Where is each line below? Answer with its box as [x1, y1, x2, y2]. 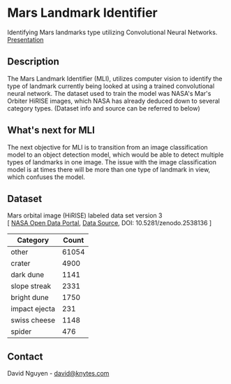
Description [7, 56, 59, 68]
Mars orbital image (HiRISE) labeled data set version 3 [7, 211, 163, 220]
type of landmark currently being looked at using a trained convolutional [7, 82, 215, 90]
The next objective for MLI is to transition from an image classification [7, 143, 208, 151]
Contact [7, 350, 43, 362]
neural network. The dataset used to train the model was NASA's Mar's [7, 89, 211, 97]
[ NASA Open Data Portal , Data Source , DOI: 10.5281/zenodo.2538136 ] [7, 219, 212, 227]
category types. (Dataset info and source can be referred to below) [7, 104, 200, 113]
